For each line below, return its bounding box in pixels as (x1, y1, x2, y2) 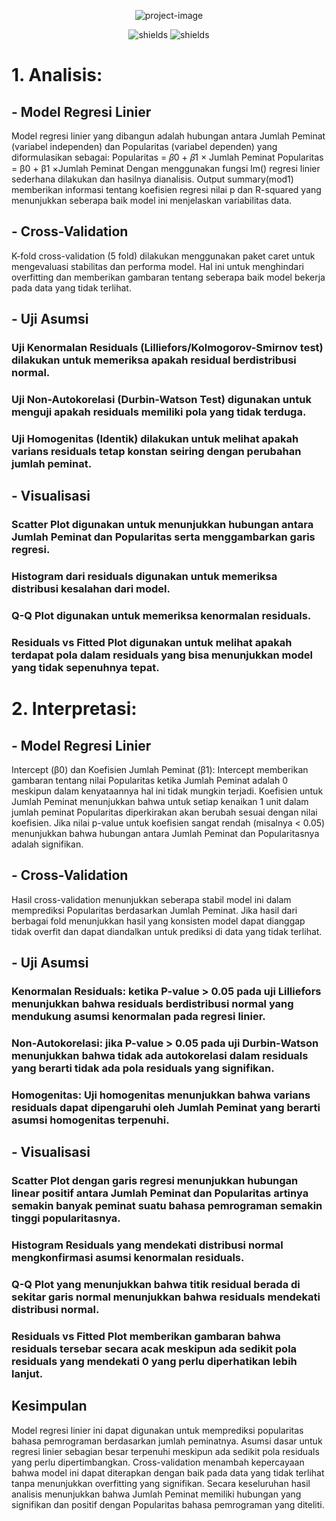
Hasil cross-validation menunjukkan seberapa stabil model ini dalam (11, 893, 292, 905)
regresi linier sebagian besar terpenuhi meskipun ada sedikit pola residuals (11, 1445, 320, 1457)
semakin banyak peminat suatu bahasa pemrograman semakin (11, 1199, 323, 1213)
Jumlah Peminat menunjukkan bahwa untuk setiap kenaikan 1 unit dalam (11, 796, 309, 808)
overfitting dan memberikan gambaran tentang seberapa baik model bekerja (11, 271, 326, 283)
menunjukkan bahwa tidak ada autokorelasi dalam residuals (11, 1049, 309, 1063)
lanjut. (11, 1367, 44, 1381)
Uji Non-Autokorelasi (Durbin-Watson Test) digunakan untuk (11, 393, 312, 407)
